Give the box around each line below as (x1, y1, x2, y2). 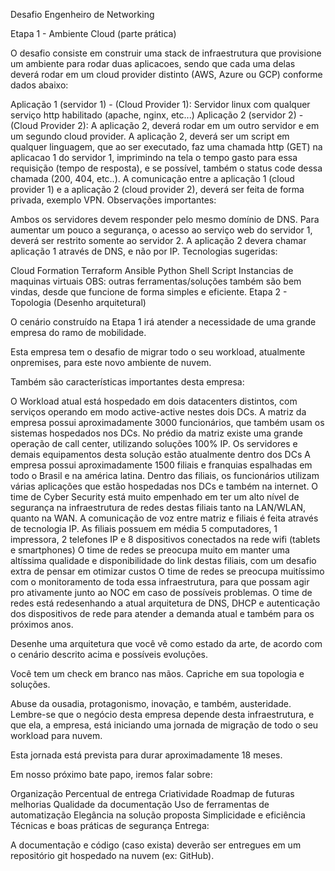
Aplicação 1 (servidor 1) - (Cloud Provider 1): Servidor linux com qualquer (10, 99, 311, 110)
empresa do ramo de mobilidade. (10, 327, 147, 338)
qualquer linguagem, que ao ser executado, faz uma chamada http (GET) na (10, 141, 323, 153)
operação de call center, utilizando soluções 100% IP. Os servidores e (10, 438, 298, 449)
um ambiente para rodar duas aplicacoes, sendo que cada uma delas (10, 58, 296, 69)
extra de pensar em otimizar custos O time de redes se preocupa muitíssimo (10, 565, 325, 577)
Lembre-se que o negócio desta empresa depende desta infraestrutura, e (10, 709, 315, 720)
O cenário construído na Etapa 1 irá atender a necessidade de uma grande (10, 316, 317, 328)
